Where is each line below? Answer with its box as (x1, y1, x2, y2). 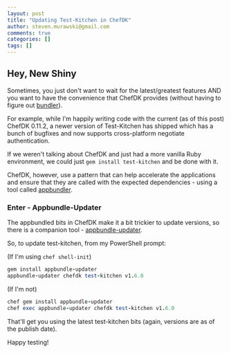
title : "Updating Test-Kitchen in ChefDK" (7, 17, 131, 24)
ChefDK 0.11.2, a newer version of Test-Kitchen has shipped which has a (7, 122, 214, 130)
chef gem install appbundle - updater (7, 298, 113, 305)
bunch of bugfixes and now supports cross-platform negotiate (7, 129, 185, 137)
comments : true (7, 29, 51, 37)
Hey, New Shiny (7, 68, 77, 80)
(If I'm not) (7, 284, 37, 293)
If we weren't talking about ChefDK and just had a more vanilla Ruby (7, 150, 202, 158)
